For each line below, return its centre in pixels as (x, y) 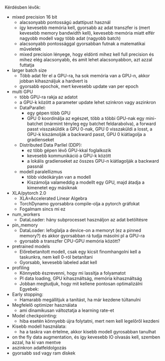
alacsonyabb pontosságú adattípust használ (65, 22)
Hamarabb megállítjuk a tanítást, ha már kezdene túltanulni (80, 300)
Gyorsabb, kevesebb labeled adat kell (58, 262)
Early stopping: (28, 294)
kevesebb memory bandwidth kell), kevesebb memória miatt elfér (87, 33)
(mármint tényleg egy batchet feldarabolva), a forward (100, 124)
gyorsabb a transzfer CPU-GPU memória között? (70, 241)
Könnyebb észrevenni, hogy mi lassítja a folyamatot (72, 273)
